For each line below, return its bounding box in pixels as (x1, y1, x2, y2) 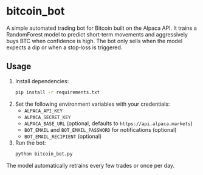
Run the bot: (15, 139, 46, 146)
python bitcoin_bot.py (15, 151, 73, 157)
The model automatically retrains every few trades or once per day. (6, 162, 175, 169)
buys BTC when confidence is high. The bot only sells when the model (6, 37, 183, 44)
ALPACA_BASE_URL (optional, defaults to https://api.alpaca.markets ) (24, 120, 193, 127)
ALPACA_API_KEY (24, 108, 63, 114)
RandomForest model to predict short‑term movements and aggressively (6, 30, 188, 38)
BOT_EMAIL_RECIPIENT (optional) (24, 132, 102, 140)
